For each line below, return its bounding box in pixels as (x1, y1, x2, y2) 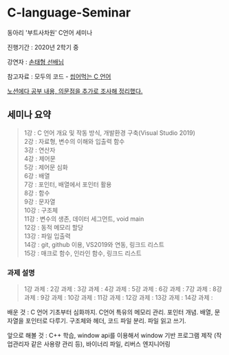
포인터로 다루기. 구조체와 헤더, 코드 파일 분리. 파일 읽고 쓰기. (25, 316, 187, 325)
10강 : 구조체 (23, 206, 58, 214)
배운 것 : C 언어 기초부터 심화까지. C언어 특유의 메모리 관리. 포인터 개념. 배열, (7, 308, 213, 316)
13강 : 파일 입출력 (23, 232, 71, 240)
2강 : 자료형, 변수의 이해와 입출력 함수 (23, 137, 125, 145)
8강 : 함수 (23, 189, 50, 197)
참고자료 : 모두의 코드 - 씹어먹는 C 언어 (7, 72, 111, 80)
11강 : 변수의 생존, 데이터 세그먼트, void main (23, 215, 144, 223)
